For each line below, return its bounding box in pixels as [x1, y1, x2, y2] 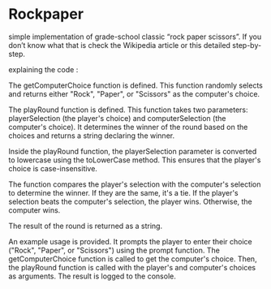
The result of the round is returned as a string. [8, 221, 163, 231]
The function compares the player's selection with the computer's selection [8, 179, 261, 189]
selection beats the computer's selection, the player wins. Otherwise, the [8, 196, 253, 206]
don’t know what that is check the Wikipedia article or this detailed [8, 40, 231, 50]
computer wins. [8, 205, 61, 215]
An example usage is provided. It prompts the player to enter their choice [8, 236, 253, 246]
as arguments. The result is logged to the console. [8, 271, 176, 281]
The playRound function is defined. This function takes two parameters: [8, 105, 248, 114]
